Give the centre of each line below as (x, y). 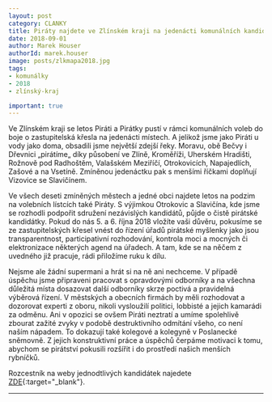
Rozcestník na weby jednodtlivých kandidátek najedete (100, 374)
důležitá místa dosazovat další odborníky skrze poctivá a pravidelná (121, 289)
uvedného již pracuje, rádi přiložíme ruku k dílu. (87, 256)
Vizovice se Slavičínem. (48, 180)
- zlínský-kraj (34, 91)
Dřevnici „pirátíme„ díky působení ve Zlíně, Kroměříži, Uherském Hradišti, (130, 154)
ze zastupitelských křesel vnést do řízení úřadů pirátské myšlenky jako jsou (134, 231)
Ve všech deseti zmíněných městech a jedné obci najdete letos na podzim (132, 196)
